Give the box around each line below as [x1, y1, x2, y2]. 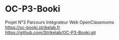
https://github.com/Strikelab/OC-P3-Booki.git [5, 29, 96, 35]
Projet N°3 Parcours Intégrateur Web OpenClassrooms [5, 19, 114, 25]
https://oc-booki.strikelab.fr [5, 24, 61, 30]
